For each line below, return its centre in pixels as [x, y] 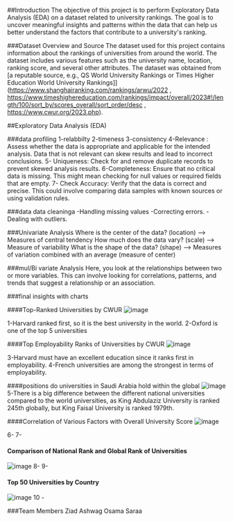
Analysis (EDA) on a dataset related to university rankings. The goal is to [110, 17]
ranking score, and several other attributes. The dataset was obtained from [114, 68]
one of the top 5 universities [48, 331]
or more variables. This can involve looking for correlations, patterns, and [112, 275]
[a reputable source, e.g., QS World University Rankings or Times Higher [111, 75]
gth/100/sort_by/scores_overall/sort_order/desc [75, 105]
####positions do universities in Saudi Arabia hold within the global [103, 386]
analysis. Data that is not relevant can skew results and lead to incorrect [110, 154]
